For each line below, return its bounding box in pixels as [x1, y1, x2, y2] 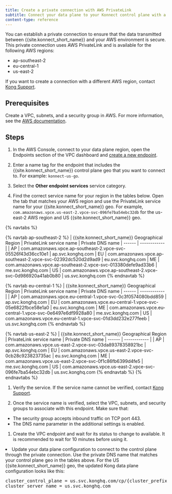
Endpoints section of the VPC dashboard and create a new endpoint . [12, 152, 158, 158]
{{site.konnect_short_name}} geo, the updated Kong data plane [5, 463, 139, 468]
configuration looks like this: [5, 468, 65, 474]
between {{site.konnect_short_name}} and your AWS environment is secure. [5, 36, 166, 43]
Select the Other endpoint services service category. [12, 183, 126, 189]
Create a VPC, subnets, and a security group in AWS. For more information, [5, 113, 164, 119]
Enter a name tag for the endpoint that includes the [12, 162, 120, 168]
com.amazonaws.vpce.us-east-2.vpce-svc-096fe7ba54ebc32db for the [12, 209, 155, 215]
